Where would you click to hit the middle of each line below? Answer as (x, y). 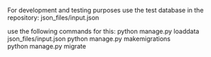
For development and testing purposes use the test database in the (105, 10)
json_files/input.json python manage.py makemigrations (89, 39)
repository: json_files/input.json (53, 18)
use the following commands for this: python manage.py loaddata (103, 31)
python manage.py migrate (47, 46)
